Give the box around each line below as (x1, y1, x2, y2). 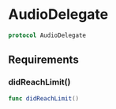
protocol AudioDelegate (8, 31, 87, 39)
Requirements (8, 53, 79, 67)
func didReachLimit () (8, 94, 80, 103)
